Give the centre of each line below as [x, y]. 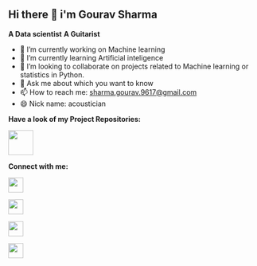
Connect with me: [39, 166]
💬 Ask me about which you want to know [86, 83]
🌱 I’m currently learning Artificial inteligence [92, 57]
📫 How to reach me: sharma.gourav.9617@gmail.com [108, 92]
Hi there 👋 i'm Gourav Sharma [83, 15]
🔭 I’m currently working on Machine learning [92, 49]
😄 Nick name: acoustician [62, 104]
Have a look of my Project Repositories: [74, 119]
